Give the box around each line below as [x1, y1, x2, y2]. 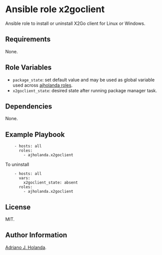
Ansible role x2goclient [5, 4, 105, 15]
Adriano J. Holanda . [5, 244, 47, 250]
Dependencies [5, 102, 52, 111]
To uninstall [5, 161, 29, 168]
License [5, 203, 31, 211]
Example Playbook [5, 130, 65, 139]
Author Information [5, 231, 67, 239]
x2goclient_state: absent [23, 180, 78, 186]
